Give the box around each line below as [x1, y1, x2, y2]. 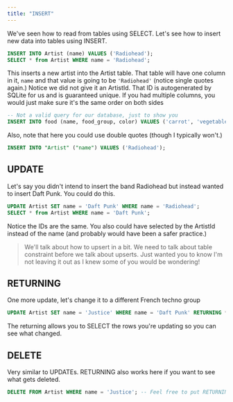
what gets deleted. [7, 376, 61, 384]
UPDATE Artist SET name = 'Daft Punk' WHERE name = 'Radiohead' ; [7, 203, 200, 210]
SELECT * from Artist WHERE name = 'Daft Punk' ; [7, 209, 150, 216]
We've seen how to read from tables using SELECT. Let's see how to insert [7, 29, 221, 37]
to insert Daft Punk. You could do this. [7, 189, 116, 198]
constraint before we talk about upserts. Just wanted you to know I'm [24, 250, 223, 258]
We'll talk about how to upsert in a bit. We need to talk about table [24, 242, 213, 251]
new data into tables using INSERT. [7, 36, 107, 45]
